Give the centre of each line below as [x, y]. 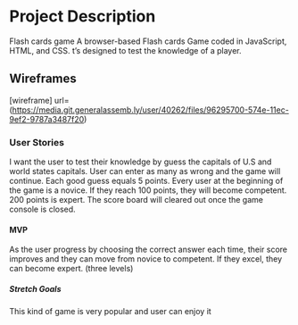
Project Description [83, 17]
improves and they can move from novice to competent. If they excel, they [146, 259]
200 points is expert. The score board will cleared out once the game [136, 200]
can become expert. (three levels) [71, 269]
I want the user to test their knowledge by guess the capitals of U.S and [141, 162]
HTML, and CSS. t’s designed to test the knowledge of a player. [126, 50]
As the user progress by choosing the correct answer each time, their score [149, 250]
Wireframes [43, 79]
